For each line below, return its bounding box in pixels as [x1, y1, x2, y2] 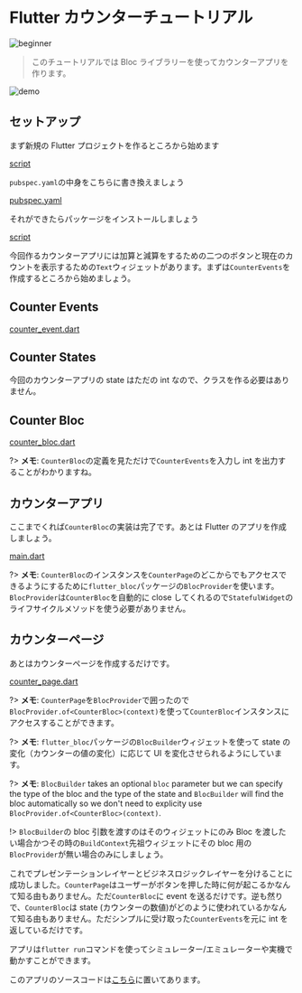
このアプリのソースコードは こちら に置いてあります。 [9, 974, 206, 985]
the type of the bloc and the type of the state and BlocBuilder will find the [9, 788, 284, 799]
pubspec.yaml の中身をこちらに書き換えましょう [9, 176, 185, 187]
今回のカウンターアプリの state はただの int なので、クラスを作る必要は [9, 375, 274, 386]
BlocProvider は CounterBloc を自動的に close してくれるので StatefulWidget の [9, 592, 294, 603]
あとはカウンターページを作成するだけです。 [9, 658, 175, 669]
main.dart [9, 551, 45, 561]
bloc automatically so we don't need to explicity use [9, 798, 203, 809]
